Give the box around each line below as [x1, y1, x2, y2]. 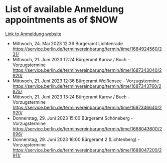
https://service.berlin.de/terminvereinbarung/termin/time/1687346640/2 [12, 104, 162, 110]
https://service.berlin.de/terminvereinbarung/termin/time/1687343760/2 [12, 83, 161, 89]
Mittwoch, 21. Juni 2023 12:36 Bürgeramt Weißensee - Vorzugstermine [12, 78, 159, 84]
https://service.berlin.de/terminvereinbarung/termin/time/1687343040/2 [12, 67, 162, 73]
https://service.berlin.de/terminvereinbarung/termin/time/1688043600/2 [12, 125, 162, 131]
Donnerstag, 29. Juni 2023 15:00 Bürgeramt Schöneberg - [12, 115, 133, 121]
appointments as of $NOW [5, 14, 118, 26]
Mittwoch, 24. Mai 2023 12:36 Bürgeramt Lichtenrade [12, 40, 123, 46]
